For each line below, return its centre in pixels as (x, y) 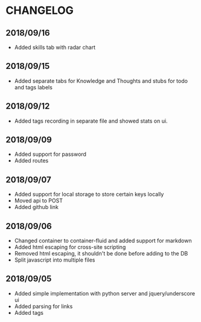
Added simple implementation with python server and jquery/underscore (105, 293)
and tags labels (33, 87)
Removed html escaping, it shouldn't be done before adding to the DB (101, 254)
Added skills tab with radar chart (55, 47)
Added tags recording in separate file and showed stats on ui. (91, 121)
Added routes (31, 161)
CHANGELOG (40, 11)
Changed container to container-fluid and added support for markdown (103, 241)
